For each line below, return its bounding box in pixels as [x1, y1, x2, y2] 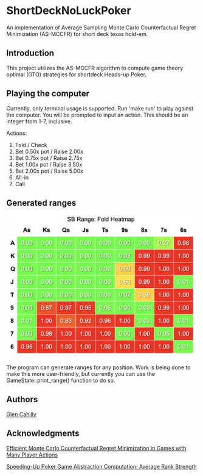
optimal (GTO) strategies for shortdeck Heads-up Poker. [6, 71, 147, 78]
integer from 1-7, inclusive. [6, 117, 72, 125]
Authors [6, 394, 38, 405]
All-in [15, 173, 29, 181]
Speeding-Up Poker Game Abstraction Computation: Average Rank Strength [6, 463, 197, 470]
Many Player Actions [6, 451, 58, 458]
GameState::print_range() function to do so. [6, 377, 115, 384]
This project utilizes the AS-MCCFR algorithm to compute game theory [6, 64, 184, 71]
